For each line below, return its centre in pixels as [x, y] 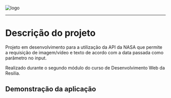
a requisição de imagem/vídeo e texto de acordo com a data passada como [84, 52]
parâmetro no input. [26, 58]
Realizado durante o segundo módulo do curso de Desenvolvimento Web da [85, 68]
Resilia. [13, 73]
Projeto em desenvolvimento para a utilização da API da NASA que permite [84, 47]
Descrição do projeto [50, 33]
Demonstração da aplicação [51, 89]
